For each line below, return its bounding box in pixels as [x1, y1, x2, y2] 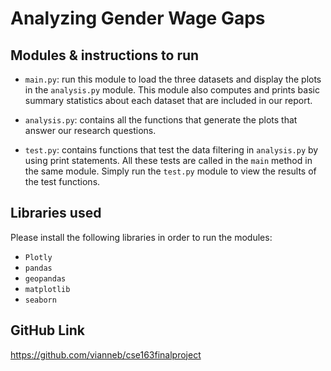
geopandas [24, 273, 67, 284]
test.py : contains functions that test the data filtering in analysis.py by [24, 144, 319, 156]
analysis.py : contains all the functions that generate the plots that [24, 114, 298, 126]
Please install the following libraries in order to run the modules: [10, 231, 273, 243]
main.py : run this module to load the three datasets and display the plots [24, 73, 322, 85]
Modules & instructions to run [10, 47, 200, 64]
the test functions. [24, 176, 101, 187]
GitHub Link [10, 322, 85, 339]
